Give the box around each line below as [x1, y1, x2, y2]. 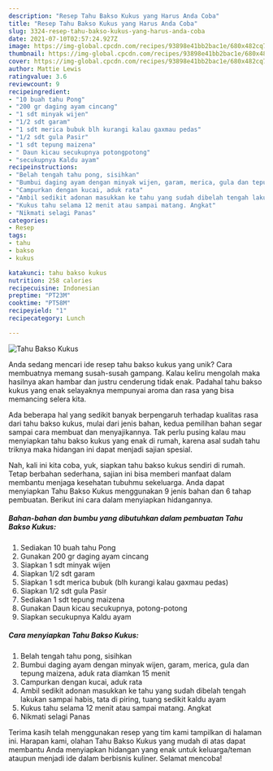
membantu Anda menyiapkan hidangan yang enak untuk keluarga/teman [8, 744, 252, 754]
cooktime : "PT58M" [8, 299, 71, 308]
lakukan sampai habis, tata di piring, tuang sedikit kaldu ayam [19, 694, 227, 704]
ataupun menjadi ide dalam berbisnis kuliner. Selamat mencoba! [8, 753, 223, 763]
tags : [8, 231, 27, 240]
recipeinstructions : [8, 164, 79, 172]
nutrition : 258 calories [8, 276, 93, 285]
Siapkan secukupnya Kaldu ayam [19, 611, 132, 621]
